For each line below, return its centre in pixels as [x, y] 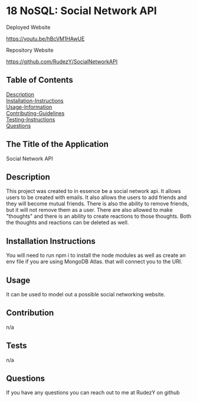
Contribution [30, 313]
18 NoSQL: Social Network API [82, 11]
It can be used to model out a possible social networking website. [86, 294]
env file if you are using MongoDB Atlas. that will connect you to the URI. [94, 262]
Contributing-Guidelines [35, 113]
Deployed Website [28, 27]
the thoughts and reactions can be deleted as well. [68, 223]
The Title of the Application [58, 144]
